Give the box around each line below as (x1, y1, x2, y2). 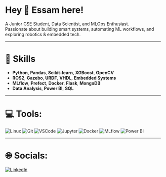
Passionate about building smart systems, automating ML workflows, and (5, 26, 154, 32)
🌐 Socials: (5, 150, 48, 161)
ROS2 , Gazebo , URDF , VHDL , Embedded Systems (12, 75, 116, 81)
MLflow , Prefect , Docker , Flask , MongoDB (12, 80, 101, 86)
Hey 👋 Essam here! (5, 4, 84, 16)
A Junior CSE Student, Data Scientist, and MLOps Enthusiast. (5, 21, 129, 27)
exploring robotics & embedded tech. (5, 31, 81, 37)
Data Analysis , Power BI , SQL (12, 85, 74, 91)
